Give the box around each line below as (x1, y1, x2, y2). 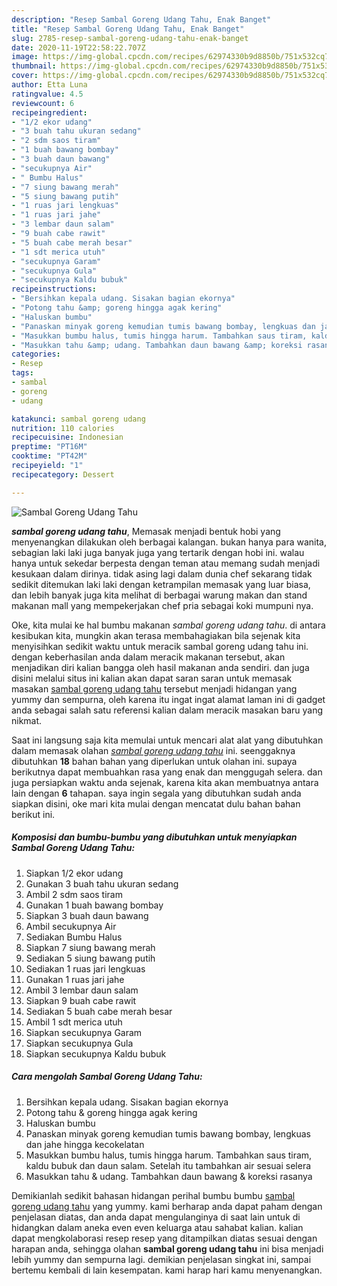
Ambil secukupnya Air (25, 920, 117, 932)
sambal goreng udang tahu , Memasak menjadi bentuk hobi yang (11, 525, 281, 537)
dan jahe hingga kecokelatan (25, 1138, 145, 1150)
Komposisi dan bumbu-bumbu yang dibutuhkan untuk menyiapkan (11, 831, 298, 843)
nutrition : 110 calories (11, 423, 115, 433)
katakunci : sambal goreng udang (11, 414, 146, 424)
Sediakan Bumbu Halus (25, 931, 123, 943)
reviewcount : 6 (11, 98, 75, 108)
